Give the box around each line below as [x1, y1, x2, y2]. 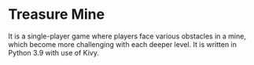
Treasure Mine [8, 5, 105, 23]
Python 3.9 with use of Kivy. [8, 48, 100, 57]
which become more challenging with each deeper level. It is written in [8, 39, 237, 49]
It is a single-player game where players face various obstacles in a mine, [8, 31, 246, 41]
